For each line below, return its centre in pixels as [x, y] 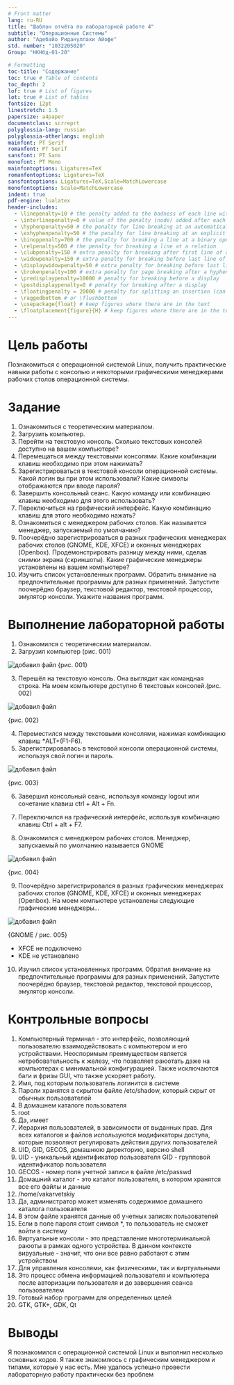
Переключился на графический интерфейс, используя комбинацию [119, 817]
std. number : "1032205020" [47, 46]
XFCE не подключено [50, 948]
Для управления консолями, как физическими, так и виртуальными [119, 1267]
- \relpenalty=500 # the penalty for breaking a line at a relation [115, 246]
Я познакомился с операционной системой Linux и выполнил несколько [116, 1352]
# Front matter [30, 14]
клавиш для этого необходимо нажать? [77, 515]
